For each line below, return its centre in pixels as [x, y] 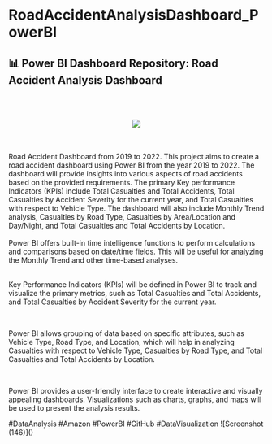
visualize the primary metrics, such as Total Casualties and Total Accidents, [135, 293]
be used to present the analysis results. [74, 408]
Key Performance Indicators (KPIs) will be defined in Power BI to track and [133, 285]
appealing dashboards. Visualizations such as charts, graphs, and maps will [135, 399]
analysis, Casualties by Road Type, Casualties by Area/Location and [122, 217]
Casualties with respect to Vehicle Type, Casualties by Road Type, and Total [136, 350]
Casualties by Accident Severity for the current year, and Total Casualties [131, 200]
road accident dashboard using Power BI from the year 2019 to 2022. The [132, 165]
